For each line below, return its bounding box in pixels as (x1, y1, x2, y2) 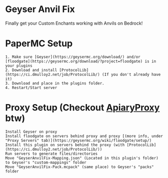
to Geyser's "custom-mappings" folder (5, 160, 87, 165)
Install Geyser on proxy (5, 129, 57, 134)
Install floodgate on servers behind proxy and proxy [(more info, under (5, 133, 163, 139)
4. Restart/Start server (5, 85, 57, 90)
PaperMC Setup (5, 38, 73, 49)
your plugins (5, 63, 33, 68)
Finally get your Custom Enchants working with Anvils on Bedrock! (5, 20, 143, 26)
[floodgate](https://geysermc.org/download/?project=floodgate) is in (5, 59, 156, 64)
